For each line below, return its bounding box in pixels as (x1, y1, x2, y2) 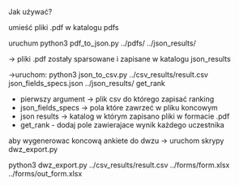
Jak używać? (8, 7, 53, 16)
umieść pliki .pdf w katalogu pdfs (8, 23, 119, 32)
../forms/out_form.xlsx (8, 169, 83, 178)
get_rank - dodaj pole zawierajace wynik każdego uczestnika (19, 120, 224, 129)
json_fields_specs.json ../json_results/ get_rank (8, 79, 166, 88)
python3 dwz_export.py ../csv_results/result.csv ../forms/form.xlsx (8, 160, 230, 170)
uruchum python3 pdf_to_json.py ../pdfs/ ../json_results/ (8, 38, 196, 48)
